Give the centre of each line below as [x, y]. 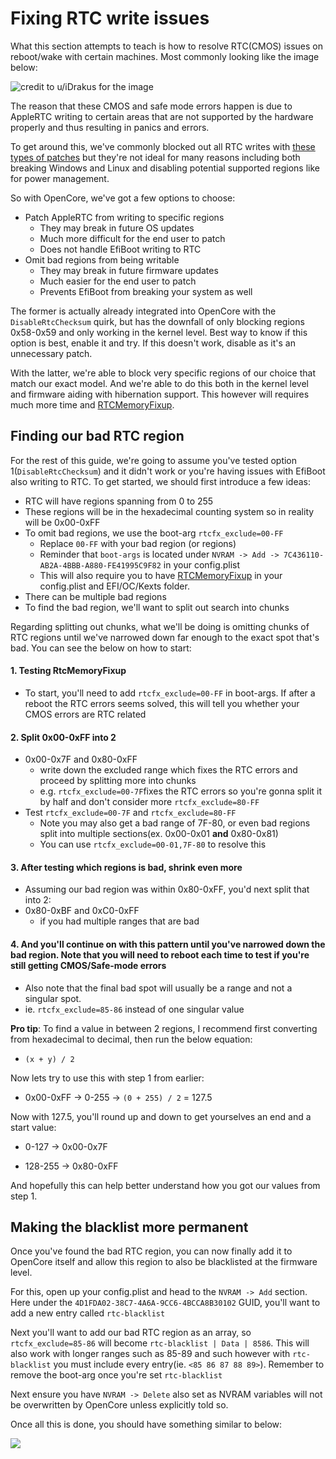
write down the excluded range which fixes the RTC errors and [168, 770]
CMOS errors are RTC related [85, 714]
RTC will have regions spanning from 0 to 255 [119, 501]
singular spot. [53, 998]
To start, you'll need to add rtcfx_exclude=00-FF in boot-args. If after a [170, 693]
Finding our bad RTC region [97, 436]
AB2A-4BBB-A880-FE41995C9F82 [100, 565]
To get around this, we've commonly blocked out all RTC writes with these [163, 146]
